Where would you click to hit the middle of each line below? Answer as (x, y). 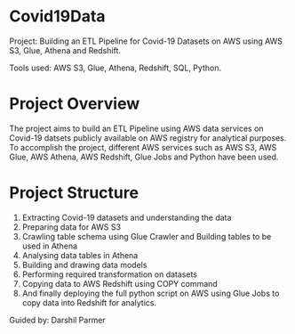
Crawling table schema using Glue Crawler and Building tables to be (147, 236)
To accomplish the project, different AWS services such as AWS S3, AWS (143, 147)
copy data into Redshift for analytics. (89, 302)
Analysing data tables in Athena (80, 255)
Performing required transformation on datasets (110, 274)
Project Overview (75, 104)
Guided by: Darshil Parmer (58, 320)
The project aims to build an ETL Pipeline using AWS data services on (136, 128)
